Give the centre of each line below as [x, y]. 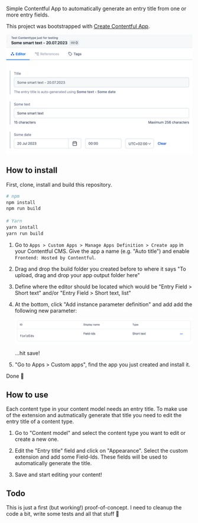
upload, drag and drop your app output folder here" [77, 275]
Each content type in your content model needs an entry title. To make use [97, 409]
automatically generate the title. [53, 463]
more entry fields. [28, 15]
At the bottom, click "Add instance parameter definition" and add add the [103, 304]
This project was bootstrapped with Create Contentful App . [78, 26]
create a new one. [37, 439]
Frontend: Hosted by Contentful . [55, 257]
